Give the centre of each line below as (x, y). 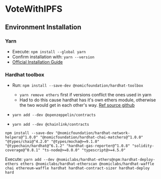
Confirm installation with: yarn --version (53, 57)
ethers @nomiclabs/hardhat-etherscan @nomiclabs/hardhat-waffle (87, 164)
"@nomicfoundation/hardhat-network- (93, 133)
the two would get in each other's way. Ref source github (77, 105)
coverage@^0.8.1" (23, 150)
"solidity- (143, 146)
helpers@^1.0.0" (22, 137)
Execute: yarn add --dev (30, 159)
